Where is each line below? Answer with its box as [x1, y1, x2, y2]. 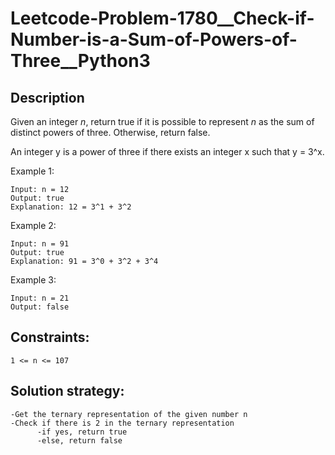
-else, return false [36, 435, 123, 446]
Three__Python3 [10, 50, 151, 72]
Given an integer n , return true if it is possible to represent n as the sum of [10, 116, 315, 127]
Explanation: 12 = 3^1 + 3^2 [10, 202, 132, 212]
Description [10, 89, 85, 106]
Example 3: [10, 274, 57, 286]
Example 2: [10, 220, 57, 231]
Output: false [10, 302, 70, 312]
